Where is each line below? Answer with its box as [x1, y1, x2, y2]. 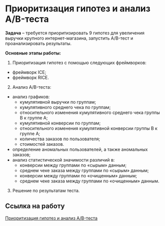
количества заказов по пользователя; [19, 136, 101, 142]
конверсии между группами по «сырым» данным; [19, 162, 127, 168]
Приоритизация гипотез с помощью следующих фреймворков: [12, 59, 147, 65]
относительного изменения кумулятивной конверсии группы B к [19, 125, 158, 131]
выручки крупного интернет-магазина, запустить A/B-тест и [5, 35, 133, 41]
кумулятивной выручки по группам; [19, 99, 97, 105]
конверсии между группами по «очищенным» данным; [19, 172, 137, 178]
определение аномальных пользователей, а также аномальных [12, 146, 148, 152]
